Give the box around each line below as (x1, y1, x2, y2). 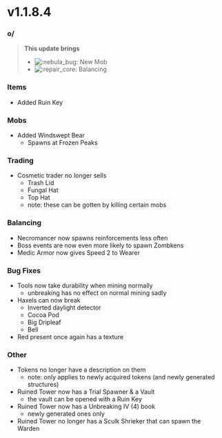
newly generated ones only (27, 410, 105, 418)
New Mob (79, 58, 108, 66)
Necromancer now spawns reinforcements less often (17, 234, 168, 242)
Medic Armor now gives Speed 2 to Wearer (17, 248, 140, 256)
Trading (7, 156, 34, 165)
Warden (17, 424, 40, 432)
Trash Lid (27, 179, 54, 187)
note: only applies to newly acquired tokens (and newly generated (27, 373, 215, 381)
